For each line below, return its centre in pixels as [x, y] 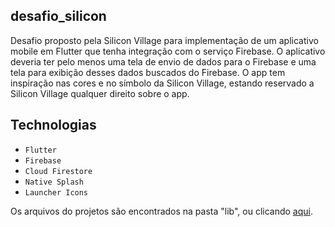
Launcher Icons [56, 192]
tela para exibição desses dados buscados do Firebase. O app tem [148, 72]
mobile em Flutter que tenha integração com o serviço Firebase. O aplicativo [168, 51]
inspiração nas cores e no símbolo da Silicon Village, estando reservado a [162, 83]
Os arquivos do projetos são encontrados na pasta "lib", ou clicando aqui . [162, 211]
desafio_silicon [58, 16]
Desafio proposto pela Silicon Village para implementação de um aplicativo [164, 40]
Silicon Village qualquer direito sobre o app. [100, 93]
